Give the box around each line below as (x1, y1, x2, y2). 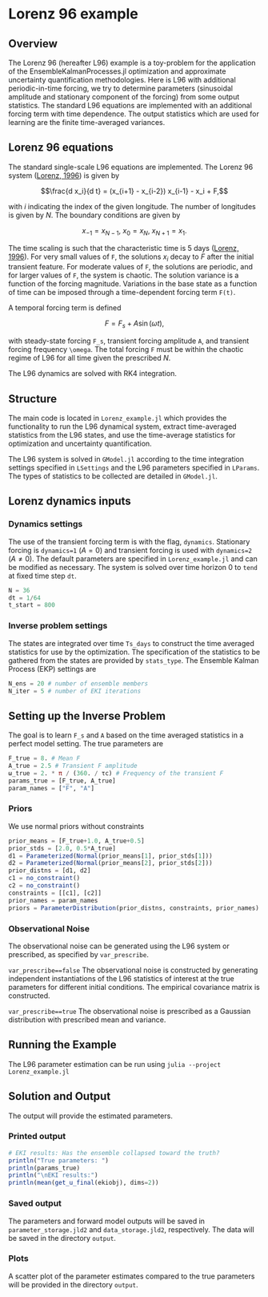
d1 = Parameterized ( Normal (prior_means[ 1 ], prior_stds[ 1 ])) (8, 851, 214, 860)
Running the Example (8, 1038, 118, 1052)
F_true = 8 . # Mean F (8, 754, 81, 762)
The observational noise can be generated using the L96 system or (8, 941, 230, 951)
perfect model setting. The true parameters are (8, 739, 164, 749)
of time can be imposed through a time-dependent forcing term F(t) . (8, 288, 236, 297)
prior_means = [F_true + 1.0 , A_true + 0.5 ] (8, 837, 146, 845)
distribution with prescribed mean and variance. (8, 1015, 166, 1024)
